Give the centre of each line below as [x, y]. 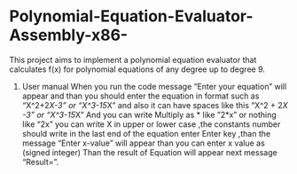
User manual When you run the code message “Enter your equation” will [154, 86]
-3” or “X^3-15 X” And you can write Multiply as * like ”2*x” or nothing [149, 115]
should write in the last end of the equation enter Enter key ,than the [146, 133]
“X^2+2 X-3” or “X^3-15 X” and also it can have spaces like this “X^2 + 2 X [155, 105]
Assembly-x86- [69, 35]
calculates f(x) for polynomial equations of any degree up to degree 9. [137, 69]
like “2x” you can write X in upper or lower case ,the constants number [151, 124]
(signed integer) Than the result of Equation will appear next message [149, 152]
